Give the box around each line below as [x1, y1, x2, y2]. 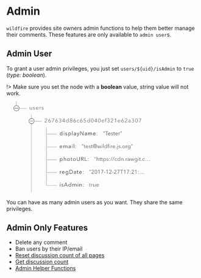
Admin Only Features [6, 223, 88, 233]
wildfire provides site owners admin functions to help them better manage [6, 24, 195, 32]
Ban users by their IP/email [15, 245, 83, 252]
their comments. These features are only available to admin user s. [6, 30, 172, 38]
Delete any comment [15, 239, 68, 246]
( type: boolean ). [6, 71, 47, 79]
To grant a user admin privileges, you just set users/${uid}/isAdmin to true [6, 65, 194, 72]
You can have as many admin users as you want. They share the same [6, 198, 183, 205]
